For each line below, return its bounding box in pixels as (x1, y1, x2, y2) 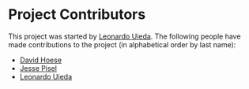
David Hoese (19, 55, 62, 65)
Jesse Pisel (19, 63, 58, 72)
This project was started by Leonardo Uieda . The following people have (8, 32, 241, 41)
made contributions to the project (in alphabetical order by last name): (8, 39, 236, 49)
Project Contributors (8, 6, 146, 24)
